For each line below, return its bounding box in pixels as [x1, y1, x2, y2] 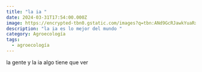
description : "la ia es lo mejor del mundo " [6, 25, 122, 32]
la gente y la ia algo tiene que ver [6, 58, 88, 66]
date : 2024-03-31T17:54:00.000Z [6, 14, 87, 20]
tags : [6, 37, 20, 43]
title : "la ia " [6, 8, 47, 15]
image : [6, 20, 23, 26]
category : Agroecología [6, 31, 66, 37]
